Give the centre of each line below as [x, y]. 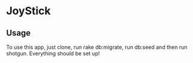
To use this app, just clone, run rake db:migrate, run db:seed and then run [97, 47]
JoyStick [28, 11]
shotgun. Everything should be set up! [53, 53]
